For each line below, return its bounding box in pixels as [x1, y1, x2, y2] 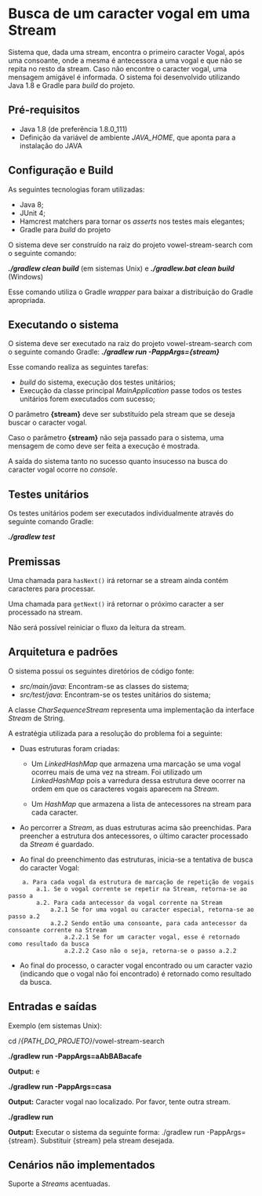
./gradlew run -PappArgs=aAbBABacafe [8, 1051, 143, 1060]
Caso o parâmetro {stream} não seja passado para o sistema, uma [8, 433, 224, 443]
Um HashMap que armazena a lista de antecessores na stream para [31, 799, 252, 808]
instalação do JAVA [19, 140, 82, 150]
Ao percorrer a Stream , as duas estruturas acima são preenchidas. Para [19, 822, 252, 832]
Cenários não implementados [8, 1158, 155, 1172]
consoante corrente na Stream [8, 926, 107, 934]
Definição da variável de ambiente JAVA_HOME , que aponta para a [19, 133, 236, 142]
